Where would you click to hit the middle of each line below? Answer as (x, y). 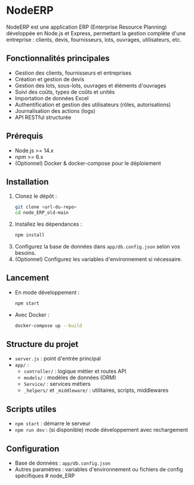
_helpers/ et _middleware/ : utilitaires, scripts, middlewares (96, 390)
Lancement (28, 278)
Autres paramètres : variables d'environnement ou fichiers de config (99, 469)
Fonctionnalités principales (58, 58)
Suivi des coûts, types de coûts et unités (65, 92)
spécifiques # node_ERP (45, 476)
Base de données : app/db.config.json (62, 463)
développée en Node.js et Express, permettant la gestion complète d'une (96, 33)
